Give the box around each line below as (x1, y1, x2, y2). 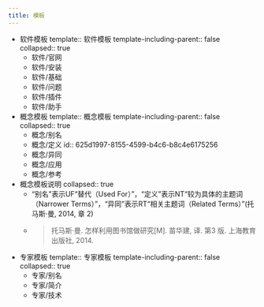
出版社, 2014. (50, 235, 95, 245)
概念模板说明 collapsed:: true (19, 179, 114, 189)
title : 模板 (8, 11, 45, 20)
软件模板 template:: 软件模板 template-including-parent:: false (19, 34, 221, 43)
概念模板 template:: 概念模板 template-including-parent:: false (19, 111, 221, 121)
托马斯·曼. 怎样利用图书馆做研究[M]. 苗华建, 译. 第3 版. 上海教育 (50, 226, 256, 235)
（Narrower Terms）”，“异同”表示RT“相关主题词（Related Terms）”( (31, 199, 248, 208)
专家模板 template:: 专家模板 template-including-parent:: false (19, 252, 221, 261)
